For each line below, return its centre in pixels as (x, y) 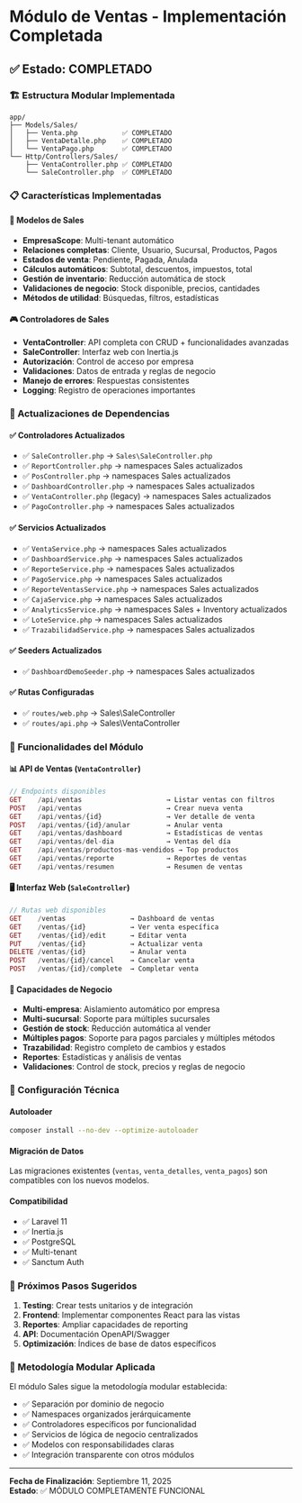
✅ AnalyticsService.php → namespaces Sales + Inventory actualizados (155, 609)
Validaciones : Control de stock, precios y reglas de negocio (133, 1067)
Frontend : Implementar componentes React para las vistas (131, 1315)
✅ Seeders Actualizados (56, 651)
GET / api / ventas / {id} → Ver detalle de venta (132, 816)
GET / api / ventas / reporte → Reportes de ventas (128, 859)
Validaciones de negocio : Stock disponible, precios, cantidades (141, 288)
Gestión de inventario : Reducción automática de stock (124, 278)
